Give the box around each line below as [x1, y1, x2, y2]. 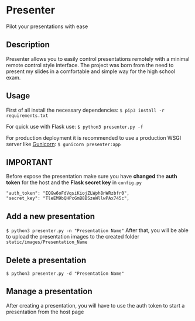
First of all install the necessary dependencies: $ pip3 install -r [6, 106, 165, 113]
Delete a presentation [6, 255, 87, 265]
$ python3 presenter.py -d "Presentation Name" [6, 271, 125, 277]
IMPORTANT [6, 157, 53, 167]
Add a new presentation [6, 211, 95, 221]
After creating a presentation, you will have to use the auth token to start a [6, 302, 185, 309]
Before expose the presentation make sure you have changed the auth [6, 173, 177, 180]
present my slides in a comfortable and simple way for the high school [6, 68, 176, 75]
